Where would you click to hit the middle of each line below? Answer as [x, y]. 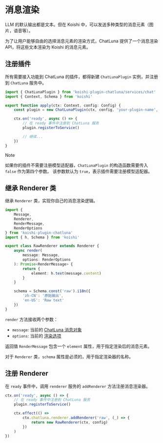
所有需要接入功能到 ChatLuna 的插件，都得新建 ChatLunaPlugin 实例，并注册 [82, 77]
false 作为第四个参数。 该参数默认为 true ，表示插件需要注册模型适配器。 [79, 171]
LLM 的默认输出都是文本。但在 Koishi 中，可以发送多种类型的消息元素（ [77, 24]
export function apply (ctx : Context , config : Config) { [63, 105]
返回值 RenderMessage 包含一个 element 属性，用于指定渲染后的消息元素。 [79, 346]
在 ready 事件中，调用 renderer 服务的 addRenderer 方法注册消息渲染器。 [78, 386]
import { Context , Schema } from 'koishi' [49, 96]
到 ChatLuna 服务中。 [26, 83]
